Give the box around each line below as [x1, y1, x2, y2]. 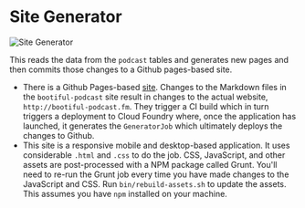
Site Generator [9, 6, 122, 27]
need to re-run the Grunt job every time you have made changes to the [22, 169, 289, 180]
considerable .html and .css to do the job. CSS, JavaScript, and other [22, 149, 286, 161]
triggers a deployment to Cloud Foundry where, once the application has [22, 110, 297, 121]
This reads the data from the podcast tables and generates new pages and [9, 54, 289, 65]
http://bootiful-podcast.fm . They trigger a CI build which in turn [22, 100, 269, 111]
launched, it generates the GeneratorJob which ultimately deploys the [22, 120, 283, 131]
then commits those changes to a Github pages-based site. [9, 64, 233, 75]
